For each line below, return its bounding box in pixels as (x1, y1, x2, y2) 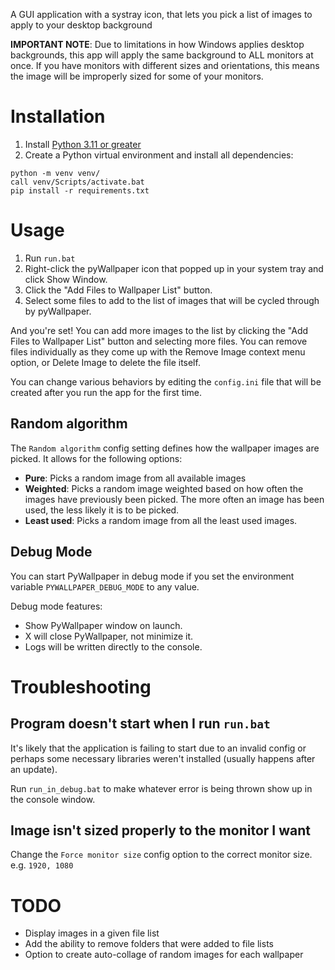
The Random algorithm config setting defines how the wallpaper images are (10, 442, 320, 454)
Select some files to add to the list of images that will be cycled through (24, 294, 320, 306)
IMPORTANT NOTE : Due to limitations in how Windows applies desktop (10, 39, 305, 50)
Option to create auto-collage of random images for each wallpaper (24, 949, 304, 961)
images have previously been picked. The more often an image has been (24, 493, 325, 505)
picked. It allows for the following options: (10, 452, 183, 464)
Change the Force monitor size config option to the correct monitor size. (10, 849, 313, 861)
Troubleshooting (10, 675, 152, 698)
